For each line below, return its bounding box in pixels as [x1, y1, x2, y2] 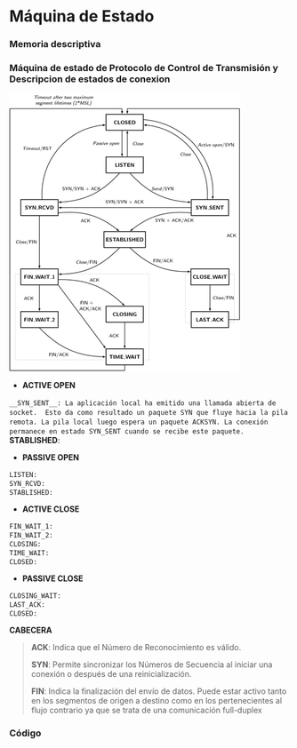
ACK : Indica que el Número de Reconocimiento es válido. [30, 642, 242, 653]
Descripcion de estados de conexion [9, 73, 171, 85]
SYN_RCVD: [9, 480, 46, 489]
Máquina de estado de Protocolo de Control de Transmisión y [9, 62, 278, 75]
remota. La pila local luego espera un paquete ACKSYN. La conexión [9, 418, 269, 427]
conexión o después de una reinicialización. [30, 669, 192, 680]
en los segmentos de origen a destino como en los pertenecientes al [30, 696, 283, 706]
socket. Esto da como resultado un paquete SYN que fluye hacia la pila [9, 409, 289, 418]
